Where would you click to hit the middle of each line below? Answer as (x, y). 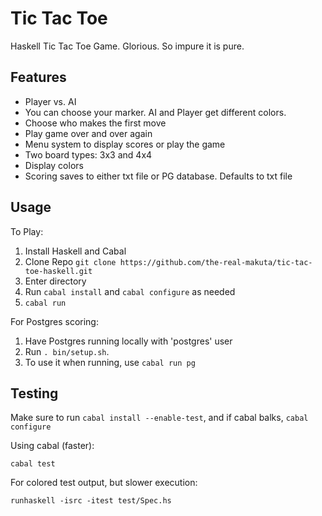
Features (38, 77)
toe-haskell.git (58, 271)
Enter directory (55, 281)
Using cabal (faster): (52, 446)
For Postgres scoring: (54, 321)
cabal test (33, 464)
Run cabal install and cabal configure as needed (130, 291)
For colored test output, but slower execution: (104, 483)
